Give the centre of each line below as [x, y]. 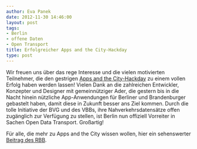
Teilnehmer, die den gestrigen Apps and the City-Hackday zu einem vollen [96, 78]
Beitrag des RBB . [26, 140]
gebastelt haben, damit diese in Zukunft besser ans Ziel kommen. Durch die [97, 103]
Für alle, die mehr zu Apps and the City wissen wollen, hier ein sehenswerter [98, 134]
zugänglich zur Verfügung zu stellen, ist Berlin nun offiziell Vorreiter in [91, 116]
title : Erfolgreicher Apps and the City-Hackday [67, 50]
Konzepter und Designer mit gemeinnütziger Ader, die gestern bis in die [93, 91]
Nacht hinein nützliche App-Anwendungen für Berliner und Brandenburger [96, 97]
